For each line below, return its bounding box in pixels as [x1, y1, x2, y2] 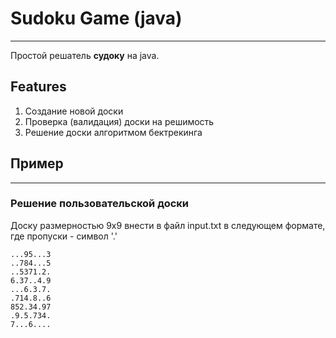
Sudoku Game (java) [10, 7, 183, 30]
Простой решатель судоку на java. [10, 49, 160, 61]
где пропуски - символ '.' [10, 230, 118, 242]
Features [10, 78, 67, 96]
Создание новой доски [24, 105, 124, 117]
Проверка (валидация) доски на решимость [24, 115, 215, 127]
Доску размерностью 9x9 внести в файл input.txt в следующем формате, [10, 219, 326, 231]
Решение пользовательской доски [10, 197, 190, 211]
